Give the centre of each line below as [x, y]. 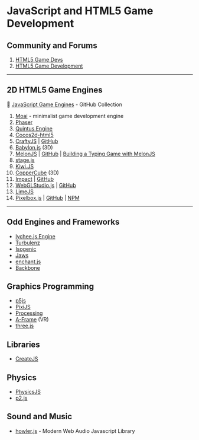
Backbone [27, 267]
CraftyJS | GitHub [37, 141]
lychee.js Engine [35, 236]
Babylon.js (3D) [34, 147]
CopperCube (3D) [37, 173]
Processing [29, 313]
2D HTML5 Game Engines [55, 90]
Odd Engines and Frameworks [63, 222]
